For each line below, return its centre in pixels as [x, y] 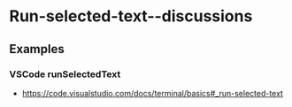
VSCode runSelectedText [65, 74]
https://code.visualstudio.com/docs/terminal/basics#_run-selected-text [152, 93]
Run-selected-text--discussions [131, 16]
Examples [37, 49]
